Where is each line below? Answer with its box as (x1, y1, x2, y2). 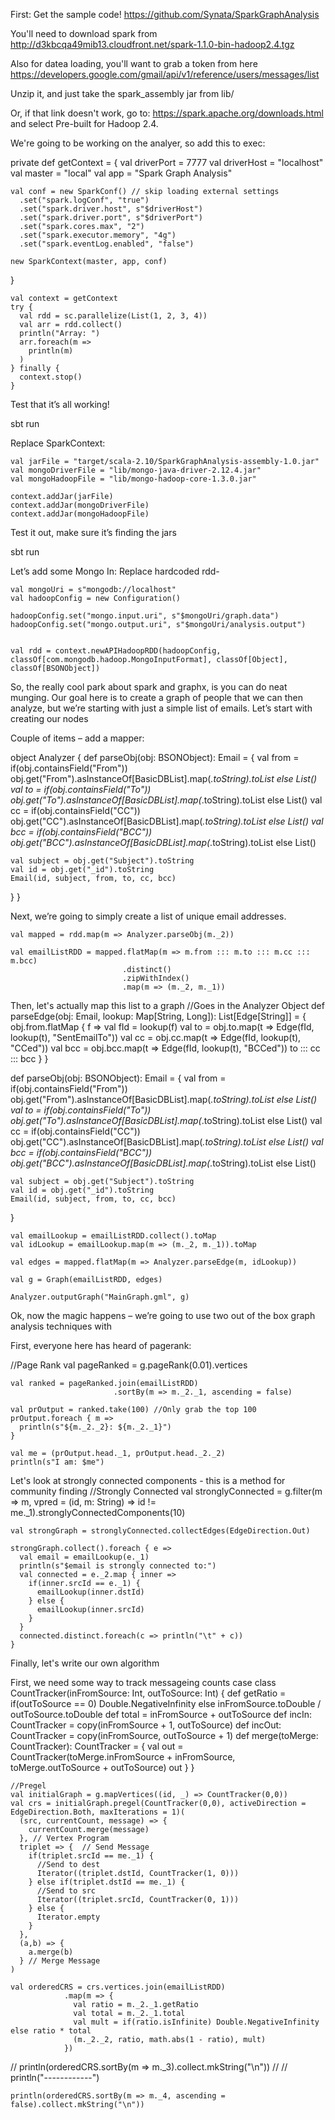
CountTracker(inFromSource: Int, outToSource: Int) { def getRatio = (10, 1687, 287, 1699)
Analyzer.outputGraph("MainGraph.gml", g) (10, 1292, 190, 1302)
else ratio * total (10, 2026, 92, 2036)
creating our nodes (10, 713, 89, 724)
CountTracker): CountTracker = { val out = (10, 1740, 184, 1752)
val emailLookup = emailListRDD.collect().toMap (10, 1231, 217, 1241)
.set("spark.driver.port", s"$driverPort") (19, 213, 203, 223)
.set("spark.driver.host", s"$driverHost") (19, 204, 203, 214)
